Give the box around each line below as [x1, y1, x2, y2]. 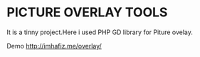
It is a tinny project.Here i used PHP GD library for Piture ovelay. [6, 28, 194, 36]
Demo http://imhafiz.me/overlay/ [6, 41, 102, 50]
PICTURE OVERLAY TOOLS [6, 4, 168, 21]
